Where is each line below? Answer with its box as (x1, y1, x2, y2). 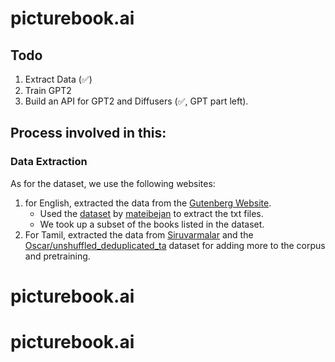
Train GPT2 (24, 85, 72, 96)
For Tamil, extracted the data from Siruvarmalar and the (24, 228, 254, 241)
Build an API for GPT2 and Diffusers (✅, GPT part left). (24, 95, 249, 107)
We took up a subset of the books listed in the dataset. (39, 218, 265, 230)
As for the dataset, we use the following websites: (10, 177, 216, 189)
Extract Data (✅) (24, 73, 93, 85)
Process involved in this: (10, 125, 167, 142)
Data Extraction (10, 155, 88, 169)
